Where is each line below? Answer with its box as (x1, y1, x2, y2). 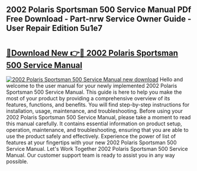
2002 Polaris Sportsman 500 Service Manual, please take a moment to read (6, 114, 191, 121)
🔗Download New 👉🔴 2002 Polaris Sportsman (6, 47, 179, 58)
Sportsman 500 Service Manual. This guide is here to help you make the (6, 88, 182, 96)
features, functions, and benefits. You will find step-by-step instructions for (6, 101, 190, 108)
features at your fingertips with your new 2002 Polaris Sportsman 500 (6, 139, 177, 146)
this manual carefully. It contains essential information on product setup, (6, 120, 182, 127)
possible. (6, 158, 28, 165)
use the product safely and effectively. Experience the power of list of (6, 133, 176, 140)
